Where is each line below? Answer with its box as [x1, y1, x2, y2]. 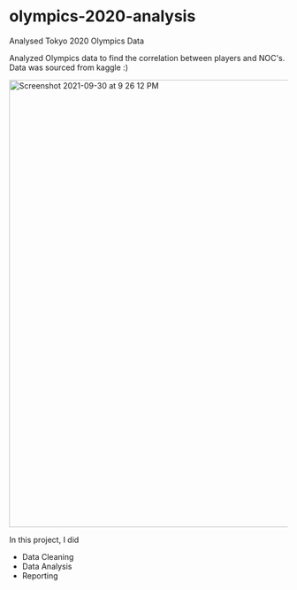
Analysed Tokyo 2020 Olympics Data [9, 35, 144, 46]
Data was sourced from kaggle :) [9, 62, 128, 73]
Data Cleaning [21, 551, 74, 562]
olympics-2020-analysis [9, 6, 196, 27]
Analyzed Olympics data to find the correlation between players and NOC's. [9, 52, 286, 63]
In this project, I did [9, 534, 80, 545]
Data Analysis [21, 561, 72, 571]
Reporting [21, 570, 59, 581]
